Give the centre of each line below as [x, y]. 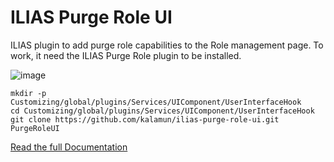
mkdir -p [28, 93]
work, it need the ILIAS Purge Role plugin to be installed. [126, 55]
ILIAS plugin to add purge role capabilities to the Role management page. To [167, 45]
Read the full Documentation [69, 147]
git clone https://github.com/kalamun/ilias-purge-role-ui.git [145, 119]
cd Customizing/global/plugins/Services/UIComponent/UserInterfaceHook [162, 111]
